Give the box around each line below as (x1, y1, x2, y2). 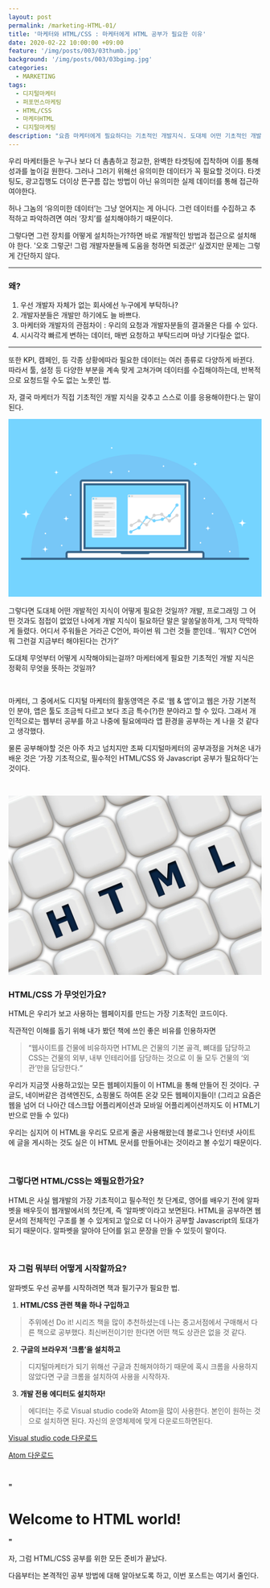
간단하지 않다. (16, 251, 60, 260)
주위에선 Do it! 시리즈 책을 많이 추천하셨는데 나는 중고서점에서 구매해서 (27, 1317, 250, 1327)
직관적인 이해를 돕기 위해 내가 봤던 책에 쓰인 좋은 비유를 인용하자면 (8, 1026, 216, 1035)
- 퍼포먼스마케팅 (15, 97, 62, 106)
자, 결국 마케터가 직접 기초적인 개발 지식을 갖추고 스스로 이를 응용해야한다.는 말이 (8, 392, 261, 402)
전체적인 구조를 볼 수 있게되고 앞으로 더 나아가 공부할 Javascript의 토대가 (29, 1215, 260, 1225)
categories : (8, 64, 48, 73)
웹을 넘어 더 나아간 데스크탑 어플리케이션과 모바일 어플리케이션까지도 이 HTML (8, 1101, 254, 1110)
